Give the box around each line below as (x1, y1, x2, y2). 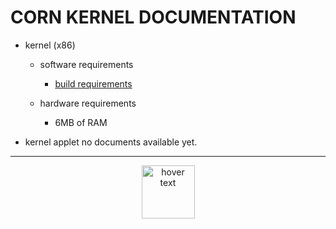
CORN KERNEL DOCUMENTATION (10, 6, 297, 29)
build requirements (54, 77, 133, 90)
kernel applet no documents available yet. (24, 136, 198, 148)
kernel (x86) (24, 39, 76, 51)
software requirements (39, 58, 134, 70)
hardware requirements (39, 97, 137, 109)
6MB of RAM (54, 116, 108, 128)
